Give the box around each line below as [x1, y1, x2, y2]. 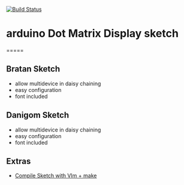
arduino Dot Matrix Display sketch [6, 27, 179, 40]
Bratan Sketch [6, 64, 61, 74]
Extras [6, 156, 31, 166]
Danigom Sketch [6, 110, 70, 120]
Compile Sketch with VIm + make [14, 172, 97, 180]
